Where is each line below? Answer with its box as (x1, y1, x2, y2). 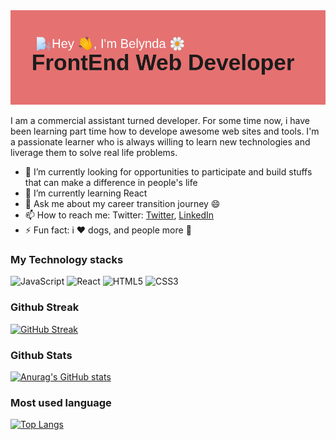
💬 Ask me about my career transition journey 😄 (24, 198, 221, 210)
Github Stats (10, 348, 73, 362)
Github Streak (10, 300, 80, 314)
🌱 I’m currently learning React (24, 187, 148, 199)
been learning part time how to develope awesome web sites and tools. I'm (10, 125, 320, 138)
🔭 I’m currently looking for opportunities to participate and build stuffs (24, 166, 313, 178)
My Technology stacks (10, 253, 124, 267)
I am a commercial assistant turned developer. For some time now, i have (10, 115, 310, 127)
